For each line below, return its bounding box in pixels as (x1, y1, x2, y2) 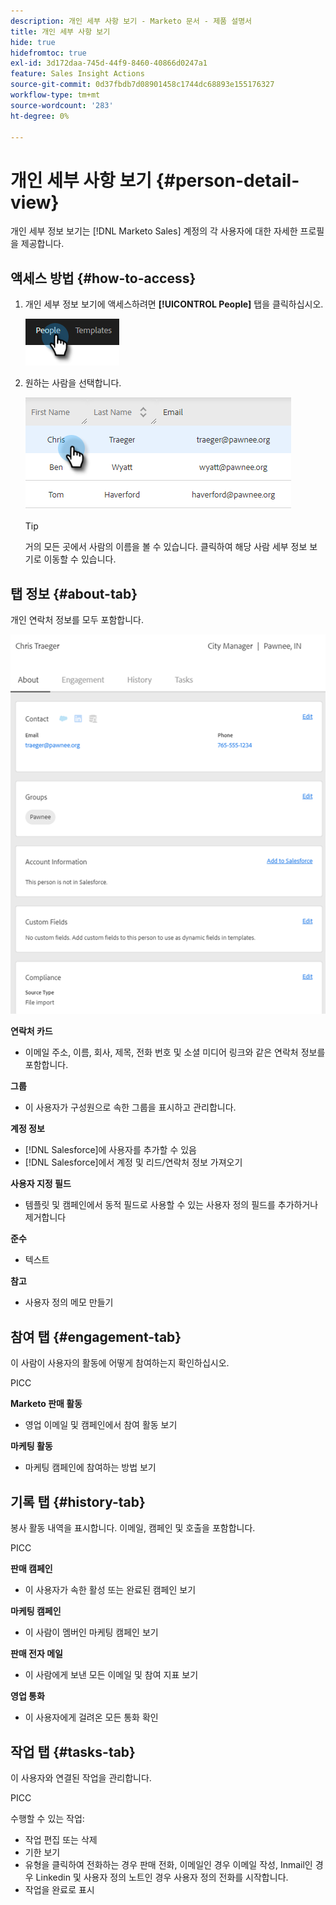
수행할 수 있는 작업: (10, 1812, 85, 1824)
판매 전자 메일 (10, 1648, 63, 1660)
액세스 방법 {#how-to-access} (10, 270, 197, 287)
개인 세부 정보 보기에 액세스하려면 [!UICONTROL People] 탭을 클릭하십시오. (24, 298, 324, 310)
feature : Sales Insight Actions (10, 69, 145, 79)
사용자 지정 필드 (10, 1178, 72, 1190)
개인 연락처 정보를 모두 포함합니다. (10, 613, 144, 625)
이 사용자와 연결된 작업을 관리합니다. (10, 1771, 152, 1784)
